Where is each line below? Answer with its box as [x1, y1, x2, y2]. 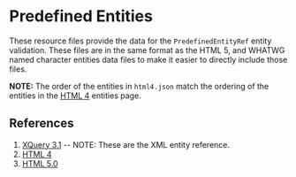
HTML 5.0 [21, 158, 59, 169]
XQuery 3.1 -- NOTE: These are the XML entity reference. [21, 139, 231, 150]
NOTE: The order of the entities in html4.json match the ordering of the [9, 81, 269, 91]
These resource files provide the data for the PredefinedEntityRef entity [9, 35, 272, 46]
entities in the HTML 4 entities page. [9, 90, 141, 101]
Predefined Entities [9, 6, 153, 27]
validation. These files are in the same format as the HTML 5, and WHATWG [9, 44, 285, 55]
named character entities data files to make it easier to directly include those [9, 54, 288, 65]
